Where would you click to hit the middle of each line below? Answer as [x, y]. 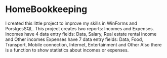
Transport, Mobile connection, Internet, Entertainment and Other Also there [83, 44]
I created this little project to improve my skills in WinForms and [71, 23]
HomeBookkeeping [46, 9]
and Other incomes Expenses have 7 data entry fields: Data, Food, [74, 39]
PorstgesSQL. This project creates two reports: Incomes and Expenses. [80, 28]
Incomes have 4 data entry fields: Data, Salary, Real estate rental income [81, 34]
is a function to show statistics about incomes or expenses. [67, 50]
